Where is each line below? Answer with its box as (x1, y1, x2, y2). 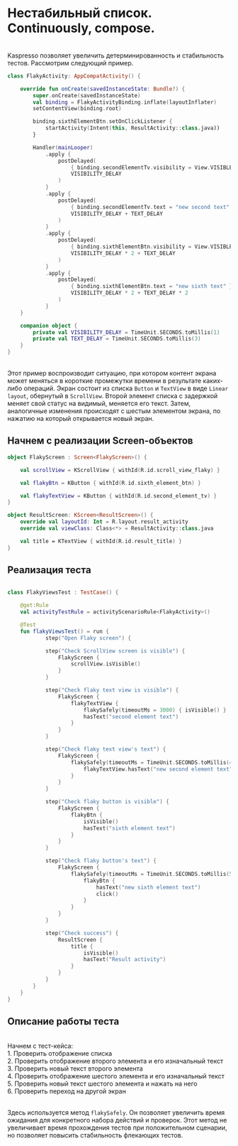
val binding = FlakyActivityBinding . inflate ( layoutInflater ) (33, 98, 217, 106)
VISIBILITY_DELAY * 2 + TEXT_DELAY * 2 (70, 289, 189, 296)
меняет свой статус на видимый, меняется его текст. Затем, (7, 400, 191, 408)
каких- (203, 377, 223, 385)
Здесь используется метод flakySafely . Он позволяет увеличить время (7, 1108, 225, 1117)
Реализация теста (7, 564, 91, 577)
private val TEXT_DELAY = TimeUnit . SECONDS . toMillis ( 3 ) (33, 336, 201, 343)
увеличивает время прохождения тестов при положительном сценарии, (7, 1123, 228, 1132)
